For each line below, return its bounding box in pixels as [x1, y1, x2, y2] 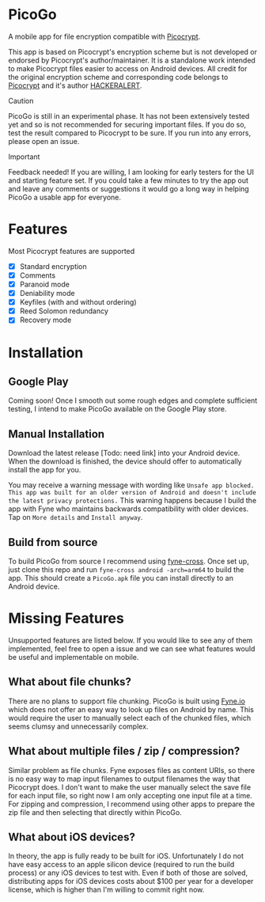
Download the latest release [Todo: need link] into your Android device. [8, 449, 240, 458]
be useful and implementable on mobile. [8, 652, 139, 661]
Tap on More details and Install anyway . [8, 513, 143, 522]
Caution [8, 96, 34, 105]
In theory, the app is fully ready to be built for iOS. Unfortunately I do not [8, 851, 244, 861]
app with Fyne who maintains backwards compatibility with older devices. [8, 504, 249, 514]
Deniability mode [19, 289, 75, 298]
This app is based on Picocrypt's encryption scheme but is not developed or [8, 47, 257, 56]
